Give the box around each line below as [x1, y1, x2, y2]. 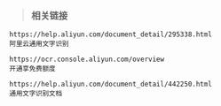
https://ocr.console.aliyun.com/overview [9, 55, 165, 64]
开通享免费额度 [9, 64, 56, 73]
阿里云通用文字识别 [9, 40, 69, 49]
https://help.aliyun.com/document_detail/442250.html [9, 79, 213, 89]
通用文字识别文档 [9, 89, 63, 98]
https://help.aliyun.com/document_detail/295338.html [9, 30, 213, 39]
